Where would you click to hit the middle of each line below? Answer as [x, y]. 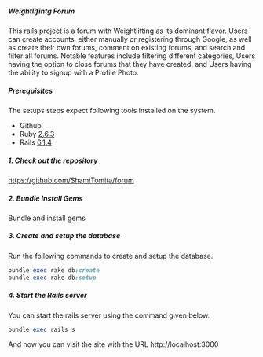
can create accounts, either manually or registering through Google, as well [130, 39]
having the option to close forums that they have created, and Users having [130, 64]
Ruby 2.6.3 [37, 134]
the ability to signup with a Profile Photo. [73, 72]
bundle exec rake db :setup [52, 278]
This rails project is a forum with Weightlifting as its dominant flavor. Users [128, 31]
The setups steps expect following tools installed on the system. [112, 110]
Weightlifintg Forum [42, 11]
